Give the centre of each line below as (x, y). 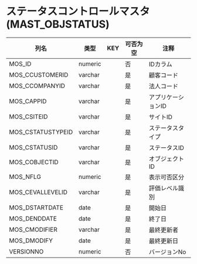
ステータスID (167, 148)
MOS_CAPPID (28, 101)
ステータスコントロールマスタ (78, 11)
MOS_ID (20, 63)
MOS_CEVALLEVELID (38, 192)
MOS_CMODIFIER (33, 229)
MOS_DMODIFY (31, 241)
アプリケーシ (167, 97)
